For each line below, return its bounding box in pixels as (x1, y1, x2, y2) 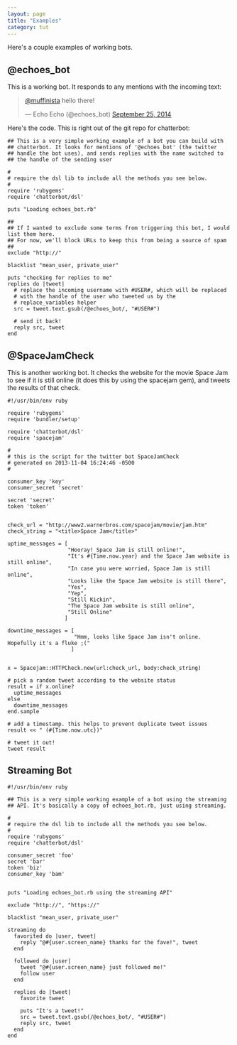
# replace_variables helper (13, 299, 97, 306)
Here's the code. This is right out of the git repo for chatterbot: (7, 124, 190, 132)
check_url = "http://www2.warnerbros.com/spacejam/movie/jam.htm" (7, 521, 208, 529)
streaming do (7, 926, 46, 933)
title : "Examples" (7, 17, 62, 24)
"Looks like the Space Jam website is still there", (67, 578, 227, 585)
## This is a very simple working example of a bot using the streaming (7, 796, 227, 803)
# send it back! (13, 318, 62, 325)
